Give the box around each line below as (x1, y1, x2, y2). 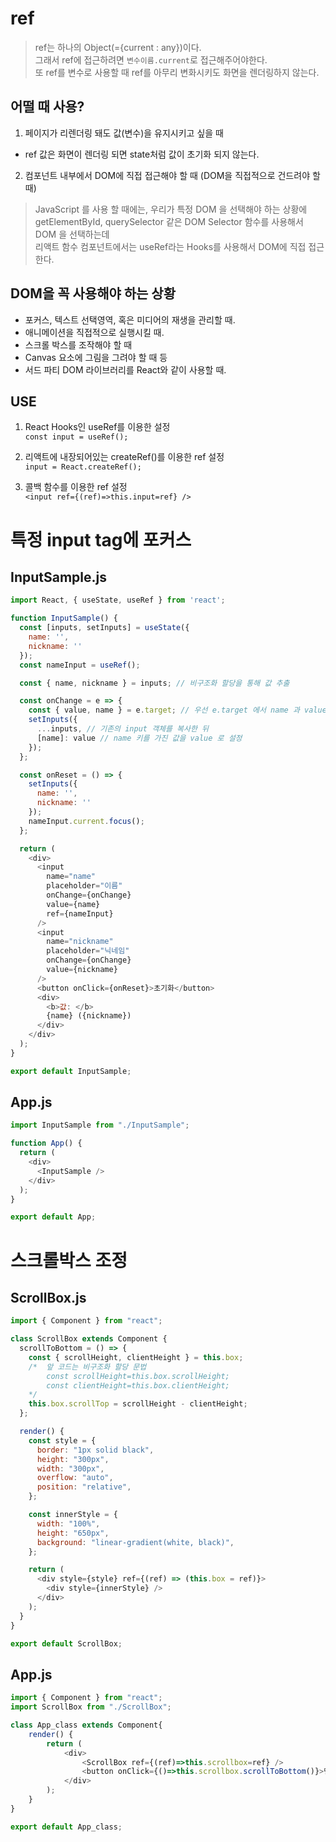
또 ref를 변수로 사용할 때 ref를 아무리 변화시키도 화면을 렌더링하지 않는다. (34, 66, 320, 78)
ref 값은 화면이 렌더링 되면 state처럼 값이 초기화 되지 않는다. (24, 148, 260, 160)
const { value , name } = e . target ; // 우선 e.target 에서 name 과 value (28, 705, 327, 716)
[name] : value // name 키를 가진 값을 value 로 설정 (36, 733, 243, 743)
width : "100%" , (36, 1518, 101, 1529)
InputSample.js (10, 568, 107, 586)
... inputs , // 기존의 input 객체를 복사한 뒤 (36, 724, 210, 734)
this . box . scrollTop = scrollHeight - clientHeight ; (28, 1399, 248, 1409)
